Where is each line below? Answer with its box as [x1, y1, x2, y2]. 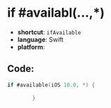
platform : [17, 43, 45, 51]
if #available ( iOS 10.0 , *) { [7, 82, 96, 88]
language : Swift [17, 35, 64, 43]
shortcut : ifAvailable [17, 28, 82, 36]
